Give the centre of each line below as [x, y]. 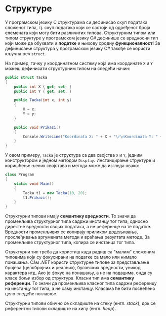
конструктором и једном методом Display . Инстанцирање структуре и [80, 160]
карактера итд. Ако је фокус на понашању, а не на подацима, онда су [79, 273]
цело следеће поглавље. [31, 294]
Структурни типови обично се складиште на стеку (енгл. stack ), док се [80, 303]
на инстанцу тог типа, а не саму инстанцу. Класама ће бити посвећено [80, 288]
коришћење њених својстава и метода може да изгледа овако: [72, 166]
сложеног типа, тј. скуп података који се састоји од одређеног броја [78, 27]
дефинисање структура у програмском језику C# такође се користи [78, 48]
